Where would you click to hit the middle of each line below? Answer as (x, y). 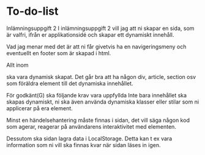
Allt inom (17, 65)
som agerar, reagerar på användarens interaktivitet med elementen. (91, 126)
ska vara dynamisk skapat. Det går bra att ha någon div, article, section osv (101, 77)
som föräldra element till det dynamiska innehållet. (70, 83)
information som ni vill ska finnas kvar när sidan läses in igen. (84, 145)
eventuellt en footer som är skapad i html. (59, 53)
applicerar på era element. (40, 108)
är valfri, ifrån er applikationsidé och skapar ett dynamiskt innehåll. (90, 34)
